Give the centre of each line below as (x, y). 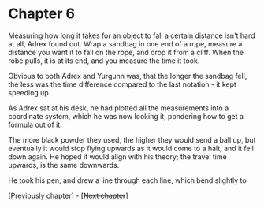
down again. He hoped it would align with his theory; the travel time (117, 156)
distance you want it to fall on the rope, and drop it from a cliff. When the (126, 52)
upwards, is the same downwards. (64, 165)
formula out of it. (35, 124)
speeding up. (30, 92)
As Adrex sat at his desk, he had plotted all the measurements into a (119, 108)
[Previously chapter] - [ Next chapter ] (68, 195)
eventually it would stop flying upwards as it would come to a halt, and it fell (131, 148)
